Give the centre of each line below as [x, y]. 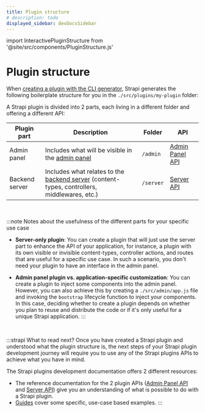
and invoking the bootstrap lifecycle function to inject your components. [106, 297]
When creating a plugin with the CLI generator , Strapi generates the [91, 89]
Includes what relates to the [85, 172]
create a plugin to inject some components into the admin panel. [96, 284]
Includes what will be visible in [88, 150]
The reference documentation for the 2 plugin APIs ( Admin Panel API [101, 383]
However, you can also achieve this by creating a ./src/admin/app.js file [106, 291]
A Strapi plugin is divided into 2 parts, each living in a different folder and [98, 107]
